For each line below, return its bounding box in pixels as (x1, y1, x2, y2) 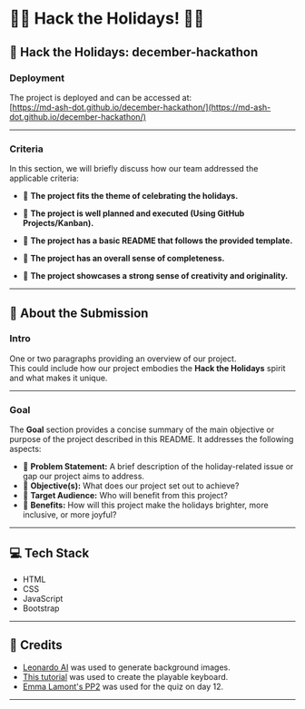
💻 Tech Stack (9, 545, 90, 561)
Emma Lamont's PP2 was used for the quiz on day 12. (22, 681, 224, 692)
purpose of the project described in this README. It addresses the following (9, 434, 294, 445)
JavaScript (22, 593, 64, 604)
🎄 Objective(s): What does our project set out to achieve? (22, 480, 240, 491)
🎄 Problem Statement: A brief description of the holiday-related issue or (22, 461, 294, 472)
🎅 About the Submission (9, 305, 149, 320)
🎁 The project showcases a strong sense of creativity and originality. (22, 271, 289, 281)
